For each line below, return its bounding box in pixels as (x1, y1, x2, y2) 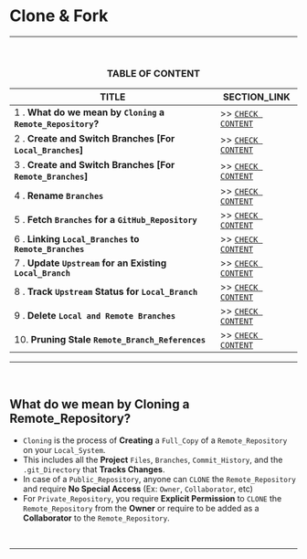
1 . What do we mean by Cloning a (14, 106, 165, 119)
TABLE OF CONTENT (106, 67, 201, 79)
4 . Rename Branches (14, 189, 104, 202)
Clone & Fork (9, 5, 109, 26)
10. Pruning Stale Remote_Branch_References (14, 333, 206, 346)
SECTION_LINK (222, 90, 291, 103)
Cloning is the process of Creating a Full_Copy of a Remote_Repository (22, 435, 288, 446)
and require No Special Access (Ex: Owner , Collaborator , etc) (22, 483, 254, 494)
